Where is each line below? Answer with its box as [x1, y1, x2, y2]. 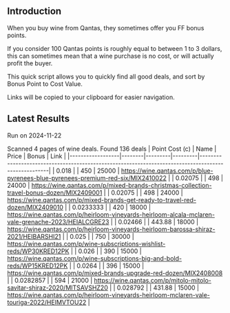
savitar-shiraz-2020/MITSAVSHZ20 [7, 283, 108, 292]
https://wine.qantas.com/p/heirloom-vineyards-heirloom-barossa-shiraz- [7, 225, 216, 233]
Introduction [7, 6, 62, 17]
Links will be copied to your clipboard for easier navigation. [7, 93, 175, 101]
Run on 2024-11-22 [7, 131, 62, 140]
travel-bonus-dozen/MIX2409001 [7, 188, 103, 197]
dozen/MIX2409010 [7, 203, 63, 211]
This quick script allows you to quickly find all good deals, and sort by [7, 72, 205, 80]
